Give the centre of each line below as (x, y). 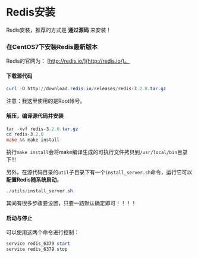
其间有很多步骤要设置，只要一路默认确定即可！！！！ (71, 203)
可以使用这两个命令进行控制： (43, 232)
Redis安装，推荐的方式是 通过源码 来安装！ (59, 30)
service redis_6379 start (38, 244)
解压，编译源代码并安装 (35, 116)
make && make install (33, 140)
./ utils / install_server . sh (40, 191)
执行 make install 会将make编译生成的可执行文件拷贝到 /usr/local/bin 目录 (97, 152)
